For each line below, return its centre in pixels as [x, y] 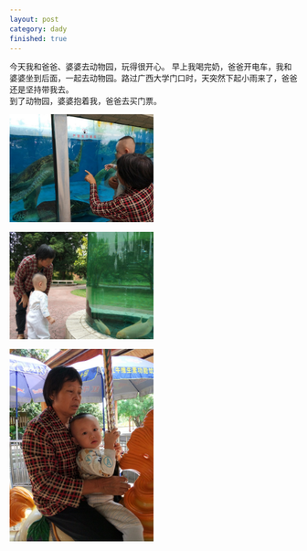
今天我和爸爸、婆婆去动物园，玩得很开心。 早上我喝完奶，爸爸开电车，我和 [151, 67]
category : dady [38, 29]
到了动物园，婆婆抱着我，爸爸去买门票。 [85, 101]
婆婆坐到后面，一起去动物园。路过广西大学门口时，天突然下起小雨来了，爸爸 [153, 79]
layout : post [34, 19]
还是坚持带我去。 [42, 90]
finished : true [38, 38]
